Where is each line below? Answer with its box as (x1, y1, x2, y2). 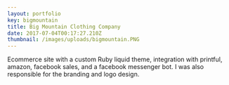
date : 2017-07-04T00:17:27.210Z (7, 29, 102, 37)
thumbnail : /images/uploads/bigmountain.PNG (7, 36, 140, 43)
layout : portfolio (7, 10, 61, 17)
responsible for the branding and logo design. (7, 70, 140, 79)
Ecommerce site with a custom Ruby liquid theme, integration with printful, (7, 55, 223, 63)
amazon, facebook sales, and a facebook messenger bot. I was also (7, 63, 204, 71)
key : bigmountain (7, 17, 58, 24)
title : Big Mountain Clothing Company (7, 23, 121, 30)
